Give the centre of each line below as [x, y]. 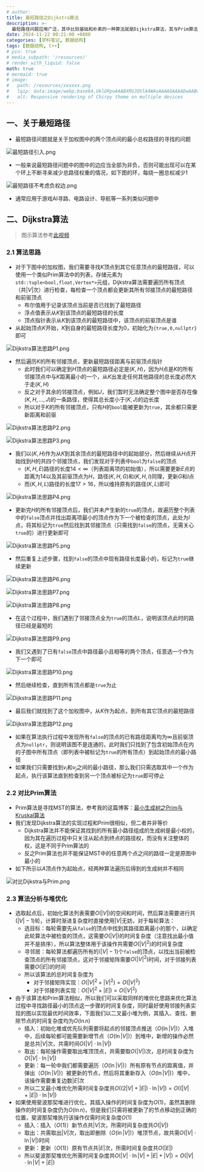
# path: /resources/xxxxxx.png [49, 86]
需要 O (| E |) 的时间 [45, 967]
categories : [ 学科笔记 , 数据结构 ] [46, 40]
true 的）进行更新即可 [42, 532]
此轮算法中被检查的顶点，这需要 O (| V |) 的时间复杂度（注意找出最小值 [109, 936]
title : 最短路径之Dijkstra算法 [42, 18]
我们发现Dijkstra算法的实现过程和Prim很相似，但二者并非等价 [91, 822]
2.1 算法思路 [24, 252]
